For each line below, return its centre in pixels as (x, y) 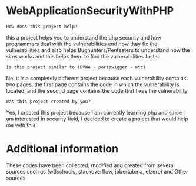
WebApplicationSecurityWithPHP (90, 11)
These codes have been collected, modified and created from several (90, 165)
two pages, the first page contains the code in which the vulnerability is (93, 84)
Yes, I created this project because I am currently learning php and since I (96, 112)
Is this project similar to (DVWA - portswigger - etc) (76, 67)
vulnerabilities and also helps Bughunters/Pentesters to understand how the (98, 50)
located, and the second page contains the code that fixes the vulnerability (97, 90)
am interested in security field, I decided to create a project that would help (97, 119)
